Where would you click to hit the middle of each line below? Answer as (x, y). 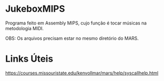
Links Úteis (29, 59)
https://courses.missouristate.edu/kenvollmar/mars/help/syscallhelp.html (82, 73)
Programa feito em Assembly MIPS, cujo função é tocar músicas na (76, 23)
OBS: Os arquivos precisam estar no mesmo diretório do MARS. (72, 38)
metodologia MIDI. (25, 28)
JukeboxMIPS (35, 9)
